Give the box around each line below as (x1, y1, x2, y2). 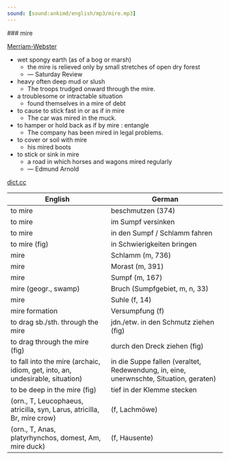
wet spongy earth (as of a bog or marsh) (16, 56, 132, 64)
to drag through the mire (10, 337, 89, 346)
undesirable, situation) (10, 374, 83, 383)
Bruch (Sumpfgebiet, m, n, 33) (110, 284, 209, 293)
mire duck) (10, 441, 46, 451)
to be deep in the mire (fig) (10, 385, 97, 394)
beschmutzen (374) (110, 206, 176, 215)
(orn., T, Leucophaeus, (10, 396, 84, 405)
